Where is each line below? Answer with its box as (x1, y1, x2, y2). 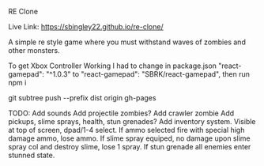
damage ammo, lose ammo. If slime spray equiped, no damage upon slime (8, 134, 251, 143)
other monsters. (8, 46, 61, 55)
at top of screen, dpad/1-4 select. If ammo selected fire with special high (8, 126, 245, 134)
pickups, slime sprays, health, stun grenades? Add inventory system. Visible (8, 117, 256, 126)
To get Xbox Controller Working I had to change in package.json (8, 61, 217, 70)
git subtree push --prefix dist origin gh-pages (8, 93, 157, 102)
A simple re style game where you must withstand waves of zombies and (8, 37, 247, 47)
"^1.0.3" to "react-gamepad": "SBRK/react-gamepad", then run (46, 70, 251, 78)
